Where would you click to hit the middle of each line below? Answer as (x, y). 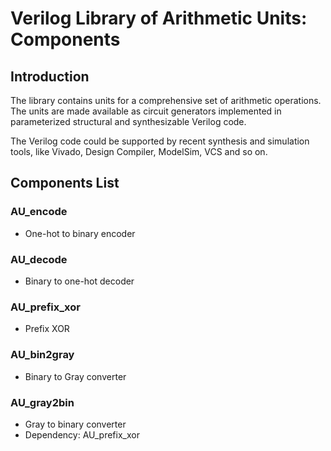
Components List (65, 183)
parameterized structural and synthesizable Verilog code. (128, 121)
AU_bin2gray (42, 355)
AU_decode (39, 259)
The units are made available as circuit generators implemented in (146, 111)
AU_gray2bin (42, 402)
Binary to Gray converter (75, 376)
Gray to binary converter (75, 424)
